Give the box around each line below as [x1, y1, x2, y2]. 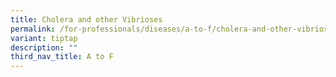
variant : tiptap [10, 33, 78, 43]
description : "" [10, 42, 78, 53]
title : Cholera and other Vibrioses [10, 14, 163, 25]
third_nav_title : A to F [10, 52, 114, 62]
